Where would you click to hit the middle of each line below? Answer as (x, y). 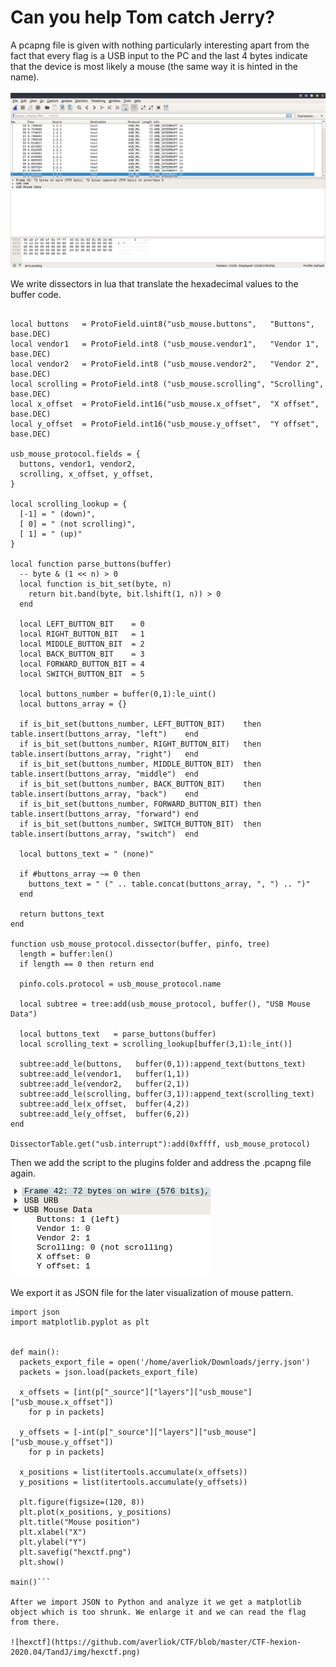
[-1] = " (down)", (58, 514)
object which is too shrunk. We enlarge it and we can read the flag (158, 1612)
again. (23, 1173)
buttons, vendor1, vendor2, (78, 464)
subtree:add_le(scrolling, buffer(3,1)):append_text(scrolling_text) (167, 1094)
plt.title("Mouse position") (80, 1522)
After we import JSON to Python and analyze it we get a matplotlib (156, 1602)
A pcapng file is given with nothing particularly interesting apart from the (160, 45)
